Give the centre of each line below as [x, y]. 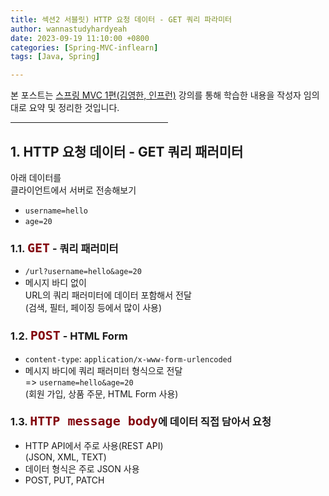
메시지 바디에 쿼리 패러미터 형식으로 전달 [103, 370]
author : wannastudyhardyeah [69, 29]
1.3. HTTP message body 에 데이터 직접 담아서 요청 [141, 421]
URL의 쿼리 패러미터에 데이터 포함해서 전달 [108, 295]
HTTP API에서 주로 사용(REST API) [94, 445]
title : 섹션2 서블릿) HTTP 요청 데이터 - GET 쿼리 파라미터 [121, 19]
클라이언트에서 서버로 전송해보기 [73, 190]
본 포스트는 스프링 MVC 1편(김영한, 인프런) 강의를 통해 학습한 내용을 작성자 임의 [165, 95]
